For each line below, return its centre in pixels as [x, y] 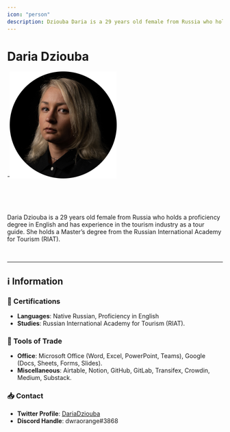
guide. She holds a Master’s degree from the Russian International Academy [114, 232]
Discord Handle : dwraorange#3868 [67, 420]
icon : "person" [29, 14]
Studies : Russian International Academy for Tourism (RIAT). [101, 323]
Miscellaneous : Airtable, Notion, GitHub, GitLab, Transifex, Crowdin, [113, 370]
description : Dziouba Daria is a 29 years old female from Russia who [110, 22]
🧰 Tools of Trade [35, 341]
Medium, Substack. [44, 378]
